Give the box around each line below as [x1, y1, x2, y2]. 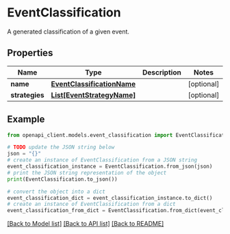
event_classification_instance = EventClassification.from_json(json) [7, 163, 213, 170]
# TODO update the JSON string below [7, 144, 115, 151]
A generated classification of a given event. [7, 27, 130, 36]
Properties [7, 47, 53, 59]
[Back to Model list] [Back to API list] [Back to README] [7, 220, 164, 228]
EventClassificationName [51, 79, 136, 88]
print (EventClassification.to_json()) [7, 176, 118, 183]
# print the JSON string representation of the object [7, 169, 167, 176]
